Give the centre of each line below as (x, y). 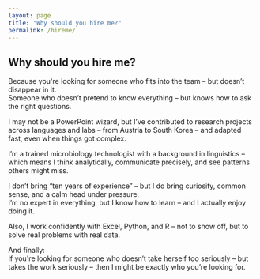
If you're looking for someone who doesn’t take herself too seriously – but (128, 258)
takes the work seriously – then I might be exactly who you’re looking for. (127, 267)
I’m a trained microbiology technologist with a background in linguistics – (127, 154)
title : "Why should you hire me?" (65, 23)
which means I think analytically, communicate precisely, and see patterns (129, 162)
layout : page (30, 15)
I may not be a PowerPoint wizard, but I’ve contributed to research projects (130, 122)
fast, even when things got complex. (67, 138)
